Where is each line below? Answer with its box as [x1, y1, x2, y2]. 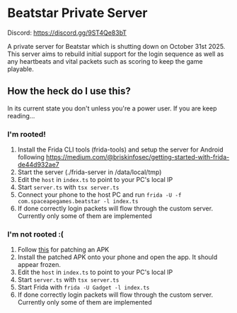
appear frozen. [17, 261, 62, 269]
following [17, 153, 45, 161]
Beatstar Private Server [7, 5, 148, 21]
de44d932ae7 [17, 161, 60, 169]
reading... [7, 111, 35, 120]
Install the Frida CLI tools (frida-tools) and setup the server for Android [17, 145, 224, 154]
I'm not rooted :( [7, 229, 64, 239]
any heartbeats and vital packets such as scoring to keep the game [7, 57, 203, 65]
